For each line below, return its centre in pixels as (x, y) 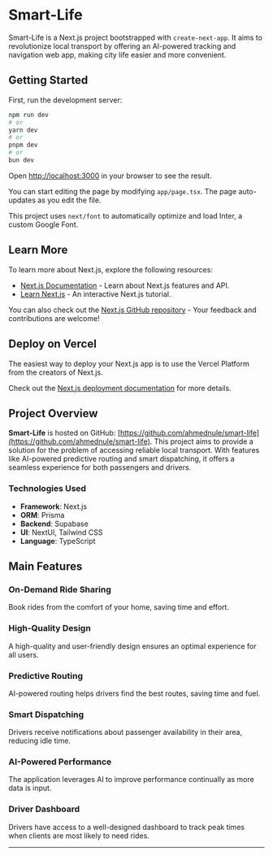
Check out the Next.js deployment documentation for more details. (120, 388)
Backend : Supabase (54, 524)
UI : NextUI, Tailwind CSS (61, 532)
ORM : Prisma (42, 515)
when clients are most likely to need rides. (79, 836)
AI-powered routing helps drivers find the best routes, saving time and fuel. (134, 693)
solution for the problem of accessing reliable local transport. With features (134, 450)
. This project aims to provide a (201, 441)
